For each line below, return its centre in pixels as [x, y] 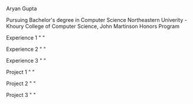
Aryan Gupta [22, 9]
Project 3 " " [21, 95]
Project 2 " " [21, 83]
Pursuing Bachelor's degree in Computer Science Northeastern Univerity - [97, 20]
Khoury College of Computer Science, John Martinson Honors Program [93, 26]
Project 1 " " [21, 72]
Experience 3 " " [26, 61]
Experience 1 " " [26, 38]
